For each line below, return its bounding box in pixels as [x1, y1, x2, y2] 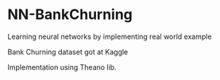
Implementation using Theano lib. [7, 62, 117, 72]
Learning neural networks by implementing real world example [7, 32, 212, 41]
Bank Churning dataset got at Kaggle [7, 47, 129, 56]
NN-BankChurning [7, 6, 133, 24]
